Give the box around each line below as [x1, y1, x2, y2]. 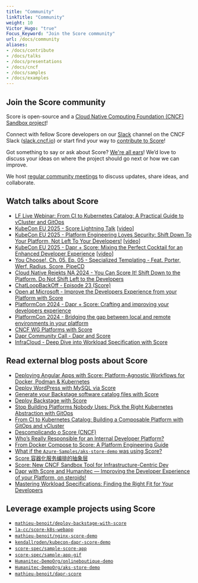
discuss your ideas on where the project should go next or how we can [6, 155, 180, 162]
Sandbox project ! [6, 119, 49, 126]
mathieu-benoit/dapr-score [14, 571, 82, 577]
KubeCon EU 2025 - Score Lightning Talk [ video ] [14, 224, 135, 232]
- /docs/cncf [6, 64, 39, 70]
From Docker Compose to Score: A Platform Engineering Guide [14, 441, 169, 448]
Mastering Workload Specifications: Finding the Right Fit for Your [14, 480, 174, 487]
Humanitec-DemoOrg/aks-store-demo [14, 565, 100, 571]
